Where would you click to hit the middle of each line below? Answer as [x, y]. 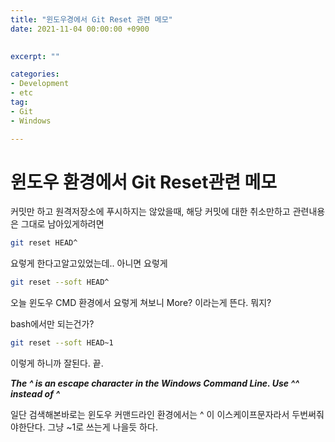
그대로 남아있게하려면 [62, 224]
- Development [40, 84]
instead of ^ [35, 394]
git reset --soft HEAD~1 [62, 343]
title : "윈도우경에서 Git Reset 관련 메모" [91, 19]
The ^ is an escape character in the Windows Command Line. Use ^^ [155, 383]
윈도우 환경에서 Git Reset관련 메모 [144, 182]
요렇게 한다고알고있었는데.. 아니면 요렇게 [89, 263]
